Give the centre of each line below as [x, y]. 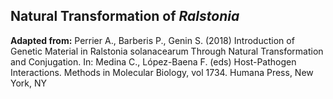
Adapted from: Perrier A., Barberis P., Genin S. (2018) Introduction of [152, 40]
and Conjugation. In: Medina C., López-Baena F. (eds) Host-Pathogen [153, 61]
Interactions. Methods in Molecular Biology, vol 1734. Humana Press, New [162, 72]
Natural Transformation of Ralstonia [125, 16]
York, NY [29, 83]
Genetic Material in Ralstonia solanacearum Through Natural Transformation [167, 51]
